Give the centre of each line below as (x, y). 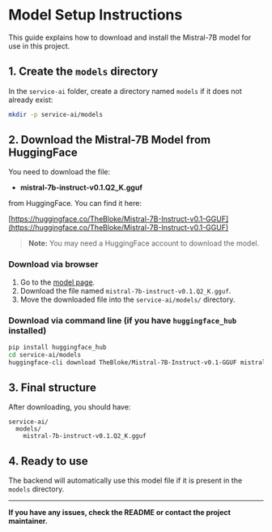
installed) (28, 330)
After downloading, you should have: (70, 407)
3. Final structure (53, 388)
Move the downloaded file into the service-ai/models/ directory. (127, 299)
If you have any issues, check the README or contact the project (119, 513)
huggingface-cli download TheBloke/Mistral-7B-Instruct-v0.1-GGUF (123, 363)
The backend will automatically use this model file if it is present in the (125, 481)
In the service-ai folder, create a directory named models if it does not (125, 91)
